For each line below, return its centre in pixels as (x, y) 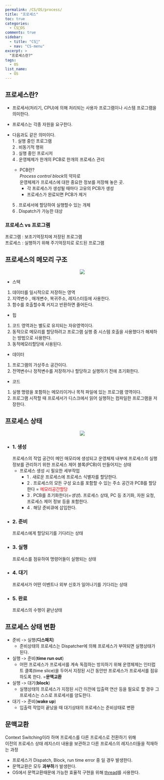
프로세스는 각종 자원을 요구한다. (42, 124)
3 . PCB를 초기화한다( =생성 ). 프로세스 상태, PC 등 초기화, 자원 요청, (91, 495)
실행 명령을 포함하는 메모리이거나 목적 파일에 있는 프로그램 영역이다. (77, 392)
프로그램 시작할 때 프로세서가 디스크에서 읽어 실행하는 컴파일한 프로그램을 (82, 398)
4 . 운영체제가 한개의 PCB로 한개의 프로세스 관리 (58, 159)
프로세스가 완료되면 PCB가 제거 (57, 194)
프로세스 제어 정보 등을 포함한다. (58, 501)
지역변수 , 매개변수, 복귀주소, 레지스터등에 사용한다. (61, 298)
